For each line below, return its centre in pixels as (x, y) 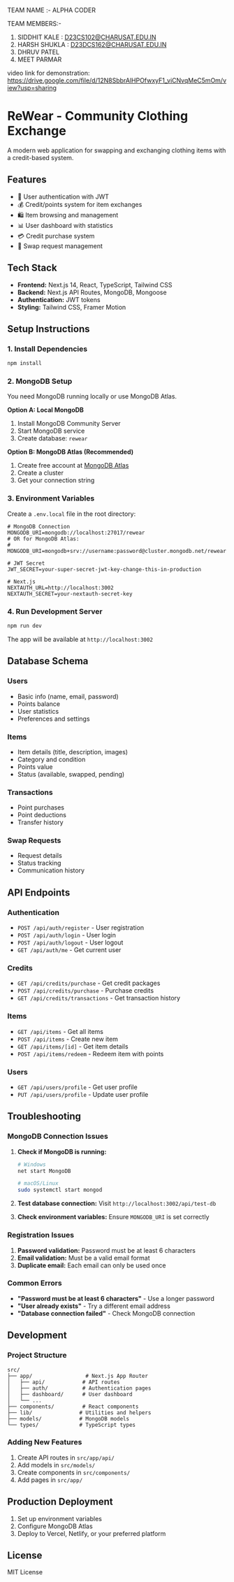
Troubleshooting (44, 1117)
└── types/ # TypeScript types (72, 1425)
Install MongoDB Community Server (69, 424)
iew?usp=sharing (32, 88)
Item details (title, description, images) (72, 752)
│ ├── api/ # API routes (64, 1382)
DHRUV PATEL (38, 52)
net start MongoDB (44, 1171)
